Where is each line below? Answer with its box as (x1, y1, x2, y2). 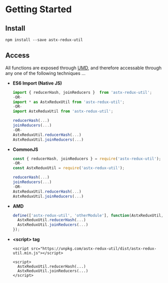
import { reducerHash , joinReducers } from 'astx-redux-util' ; (12, 90, 152, 95)
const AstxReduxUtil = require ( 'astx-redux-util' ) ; (12, 166, 125, 171)
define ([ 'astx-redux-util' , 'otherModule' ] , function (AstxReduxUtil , (12, 213, 164, 218)
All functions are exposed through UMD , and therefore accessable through (5, 65, 162, 71)
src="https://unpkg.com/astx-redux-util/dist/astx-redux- (31, 246, 157, 251)
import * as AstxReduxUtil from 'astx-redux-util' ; (12, 99, 125, 105)
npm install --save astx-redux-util (5, 37, 83, 42)
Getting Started (5, 4, 72, 15)
